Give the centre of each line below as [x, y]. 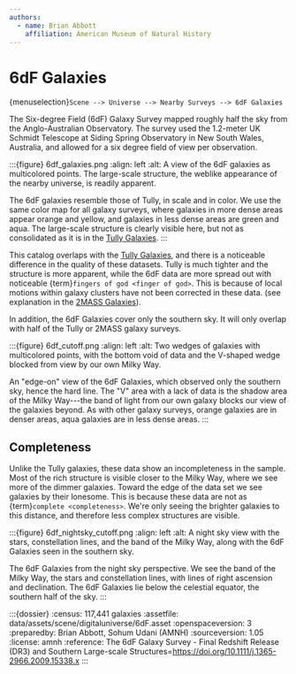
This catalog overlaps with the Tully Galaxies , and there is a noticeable [137, 255]
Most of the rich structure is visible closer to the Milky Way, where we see [144, 478]
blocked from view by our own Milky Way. [85, 364]
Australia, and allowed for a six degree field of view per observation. [133, 148]
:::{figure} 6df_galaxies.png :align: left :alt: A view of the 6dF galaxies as [140, 165]
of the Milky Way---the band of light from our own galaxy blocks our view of [148, 401]
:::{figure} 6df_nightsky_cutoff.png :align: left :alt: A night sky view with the [144, 532]
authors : [25, 17]
